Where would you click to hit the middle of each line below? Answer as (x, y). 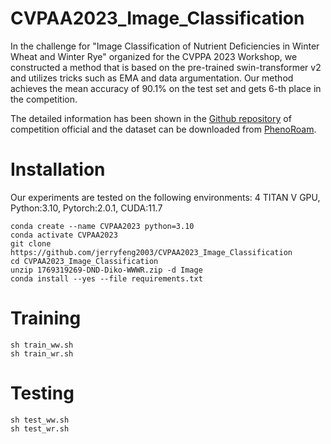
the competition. (44, 99)
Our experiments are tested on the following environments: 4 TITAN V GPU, (165, 197)
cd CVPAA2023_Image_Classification (84, 261)
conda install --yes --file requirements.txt (106, 278)
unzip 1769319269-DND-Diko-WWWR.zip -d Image (106, 270)
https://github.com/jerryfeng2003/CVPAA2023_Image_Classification (151, 252)
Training (46, 318)
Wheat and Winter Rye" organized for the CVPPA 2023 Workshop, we (154, 56)
